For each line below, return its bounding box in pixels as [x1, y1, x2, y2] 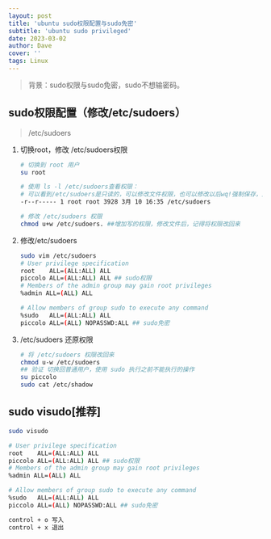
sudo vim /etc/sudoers [19, 251, 97, 259]
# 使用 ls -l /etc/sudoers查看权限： [19, 183, 139, 191]
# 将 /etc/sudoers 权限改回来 [19, 351, 115, 359]
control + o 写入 [8, 516, 65, 524]
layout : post [8, 11, 52, 20]
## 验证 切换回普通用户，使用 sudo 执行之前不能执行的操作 [19, 365, 195, 374]
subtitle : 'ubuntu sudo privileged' [8, 27, 131, 35]
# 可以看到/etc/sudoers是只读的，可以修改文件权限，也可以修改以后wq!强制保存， [19, 191, 262, 199]
